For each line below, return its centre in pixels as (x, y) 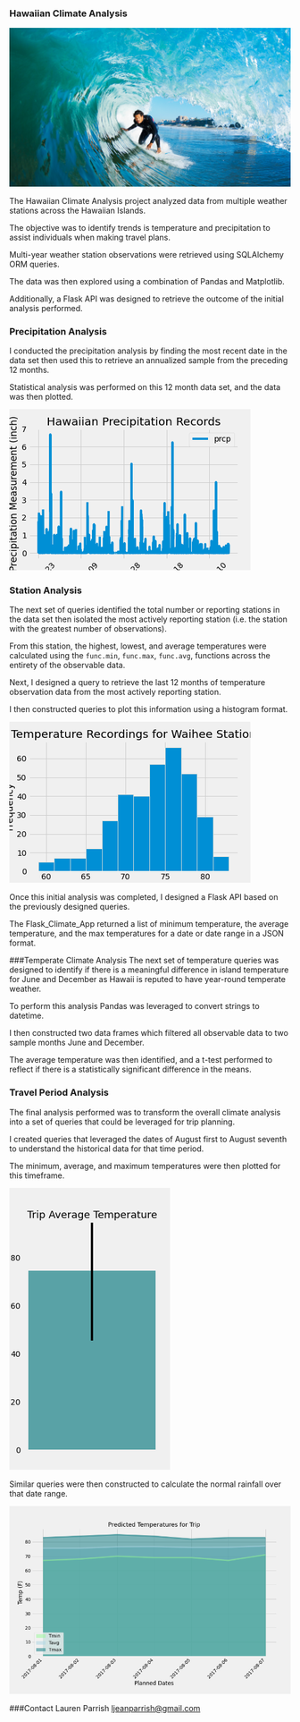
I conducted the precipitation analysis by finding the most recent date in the (148, 351)
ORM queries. (34, 264)
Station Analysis (46, 590)
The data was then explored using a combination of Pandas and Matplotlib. (147, 281)
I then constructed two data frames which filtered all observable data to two (149, 1033)
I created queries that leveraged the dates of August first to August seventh (148, 1139)
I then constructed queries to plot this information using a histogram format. (149, 709)
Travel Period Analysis (59, 1092)
